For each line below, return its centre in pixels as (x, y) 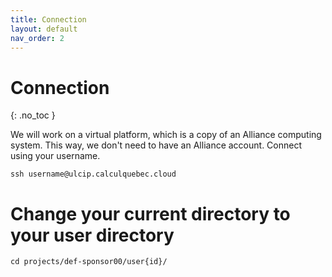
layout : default (44, 29)
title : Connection (48, 19)
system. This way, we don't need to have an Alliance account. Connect (156, 145)
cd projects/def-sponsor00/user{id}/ (89, 262)
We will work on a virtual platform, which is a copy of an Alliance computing (166, 135)
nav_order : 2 (37, 38)
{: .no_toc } (33, 115)
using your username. (55, 156)
